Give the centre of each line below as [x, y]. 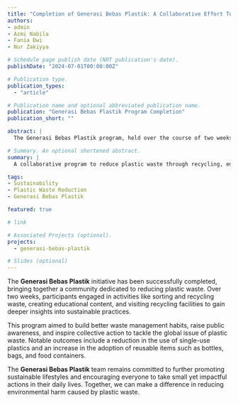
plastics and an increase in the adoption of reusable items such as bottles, [116, 348]
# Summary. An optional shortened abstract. [74, 151]
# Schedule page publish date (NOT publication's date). [93, 60]
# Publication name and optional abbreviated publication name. [104, 105]
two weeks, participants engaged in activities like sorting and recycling [111, 296]
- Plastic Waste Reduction [47, 190]
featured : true [30, 210]
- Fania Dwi [25, 41]
